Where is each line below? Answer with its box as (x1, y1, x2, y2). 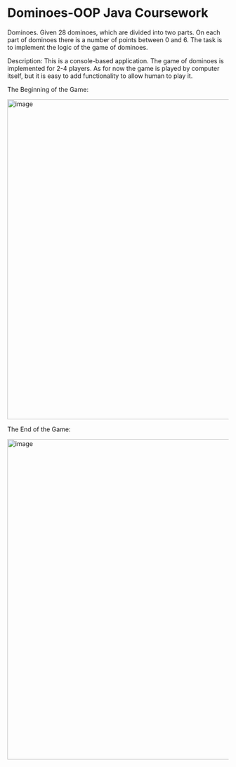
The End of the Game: (7, 425, 71, 433)
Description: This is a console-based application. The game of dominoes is (7, 56, 224, 65)
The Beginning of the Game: (7, 85, 89, 93)
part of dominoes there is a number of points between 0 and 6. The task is (7, 35, 223, 44)
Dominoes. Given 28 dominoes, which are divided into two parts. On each (7, 28, 221, 37)
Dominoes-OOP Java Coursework (7, 5, 209, 21)
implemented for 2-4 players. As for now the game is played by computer (7, 64, 220, 72)
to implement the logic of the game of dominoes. (7, 43, 149, 51)
